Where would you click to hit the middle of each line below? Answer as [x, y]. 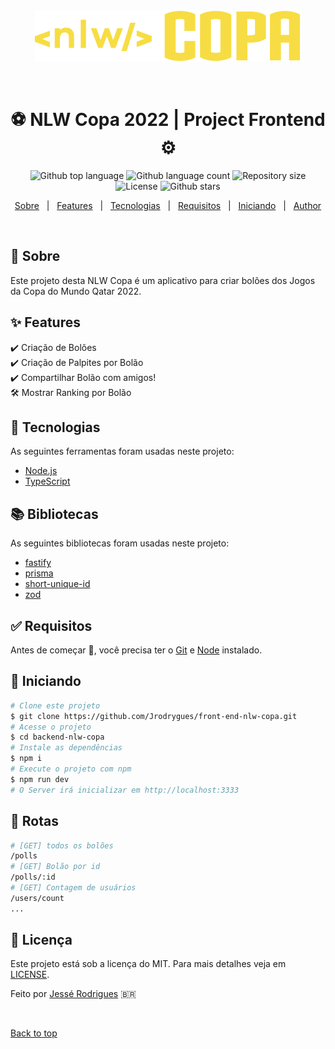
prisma [39, 573]
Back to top [34, 1033]
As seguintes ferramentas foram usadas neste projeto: [122, 451]
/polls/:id [33, 877]
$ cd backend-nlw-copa [57, 737]
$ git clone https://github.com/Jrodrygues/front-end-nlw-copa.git [154, 716]
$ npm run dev [40, 779]
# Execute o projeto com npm [71, 769]
